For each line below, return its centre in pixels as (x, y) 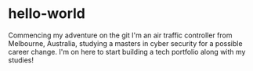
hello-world (47, 14)
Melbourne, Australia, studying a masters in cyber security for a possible (125, 43)
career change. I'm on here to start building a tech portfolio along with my (127, 51)
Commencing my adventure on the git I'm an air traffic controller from (120, 35)
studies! (21, 60)
